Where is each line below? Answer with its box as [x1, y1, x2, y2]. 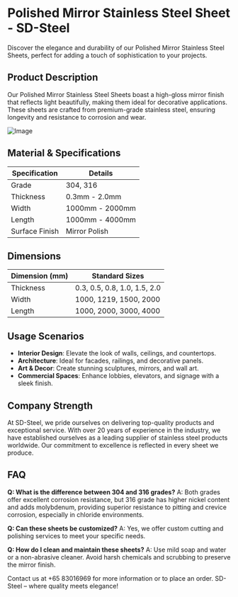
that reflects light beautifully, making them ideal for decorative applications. [7, 98, 228, 106]
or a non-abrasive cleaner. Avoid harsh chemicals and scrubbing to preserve [7, 552, 231, 561]
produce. [7, 448, 34, 457]
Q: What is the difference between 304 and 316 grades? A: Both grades [7, 487, 221, 496]
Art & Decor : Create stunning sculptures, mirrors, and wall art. [17, 364, 200, 373]
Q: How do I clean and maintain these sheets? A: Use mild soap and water [7, 545, 227, 554]
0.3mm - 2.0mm [65, 191, 122, 201]
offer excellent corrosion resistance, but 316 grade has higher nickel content [7, 495, 230, 504]
